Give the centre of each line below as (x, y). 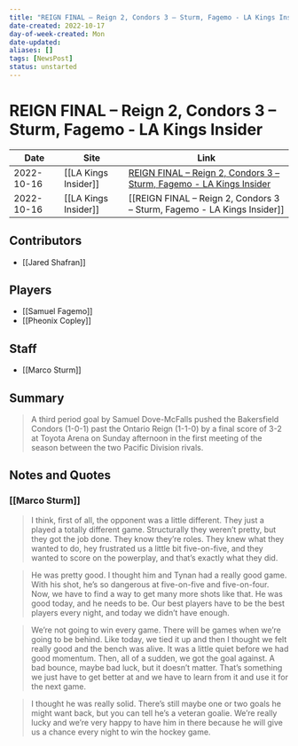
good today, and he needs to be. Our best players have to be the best (158, 603)
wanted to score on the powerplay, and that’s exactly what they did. (154, 558)
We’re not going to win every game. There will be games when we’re (156, 630)
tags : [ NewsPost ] (41, 59)
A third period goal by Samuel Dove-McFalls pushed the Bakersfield (155, 420)
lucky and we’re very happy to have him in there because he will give (157, 722)
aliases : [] (31, 51)
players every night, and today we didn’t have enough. (130, 612)
